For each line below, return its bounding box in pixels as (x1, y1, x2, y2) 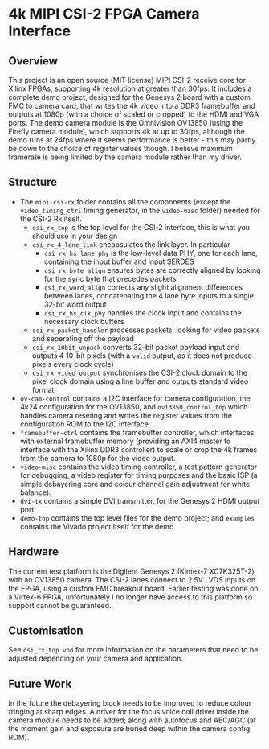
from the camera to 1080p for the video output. (19, 453, 176, 463)
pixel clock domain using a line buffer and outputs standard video (31, 376, 249, 386)
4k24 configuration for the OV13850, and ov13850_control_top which (19, 401, 248, 411)
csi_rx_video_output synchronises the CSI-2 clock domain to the (31, 368, 247, 377)
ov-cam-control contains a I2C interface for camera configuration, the (19, 393, 251, 403)
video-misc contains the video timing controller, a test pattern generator (19, 462, 258, 471)
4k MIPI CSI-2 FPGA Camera (8, 5, 200, 23)
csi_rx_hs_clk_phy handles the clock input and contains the (43, 307, 243, 318)
